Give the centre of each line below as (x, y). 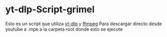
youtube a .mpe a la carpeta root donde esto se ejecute (64, 29)
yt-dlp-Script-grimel (50, 10)
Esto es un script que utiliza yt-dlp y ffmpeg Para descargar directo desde (84, 24)
